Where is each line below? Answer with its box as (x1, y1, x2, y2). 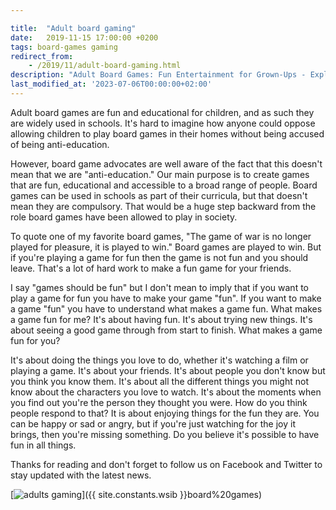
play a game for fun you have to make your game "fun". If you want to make (10, 292, 322, 304)
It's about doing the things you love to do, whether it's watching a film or (10, 354, 309, 366)
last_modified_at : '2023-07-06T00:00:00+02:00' (10, 79, 213, 90)
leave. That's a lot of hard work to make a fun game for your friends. (10, 262, 292, 274)
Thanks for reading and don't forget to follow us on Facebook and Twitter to (10, 458, 323, 470)
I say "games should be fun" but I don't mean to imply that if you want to (10, 281, 309, 293)
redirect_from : (10, 51, 74, 61)
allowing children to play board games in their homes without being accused (10, 127, 325, 140)
